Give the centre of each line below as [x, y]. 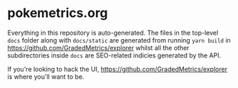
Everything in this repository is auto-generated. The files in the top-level [113, 33]
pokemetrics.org [58, 13]
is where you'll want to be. [46, 77]
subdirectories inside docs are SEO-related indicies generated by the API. [114, 55]
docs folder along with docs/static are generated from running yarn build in [119, 40]
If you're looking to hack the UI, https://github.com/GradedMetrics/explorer [117, 69]
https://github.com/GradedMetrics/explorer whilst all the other [98, 48]
